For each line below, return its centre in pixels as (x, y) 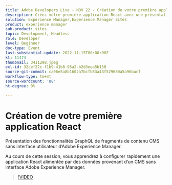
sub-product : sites (26, 29)
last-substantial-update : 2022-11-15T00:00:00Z (57, 53)
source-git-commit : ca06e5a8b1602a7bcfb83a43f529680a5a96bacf (73, 72)
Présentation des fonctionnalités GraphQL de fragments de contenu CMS (82, 141)
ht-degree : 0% (20, 86)
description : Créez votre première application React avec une (74, 15)
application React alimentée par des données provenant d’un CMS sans (81, 161)
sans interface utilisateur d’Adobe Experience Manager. (63, 146)
